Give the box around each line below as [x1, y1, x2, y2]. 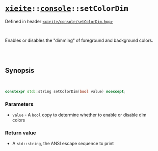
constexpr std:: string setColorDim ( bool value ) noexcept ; [5, 89, 126, 94]
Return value [5, 129, 36, 136]
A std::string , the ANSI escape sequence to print [12, 141, 114, 147]
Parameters [5, 100, 33, 107]
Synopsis [5, 66, 34, 75]
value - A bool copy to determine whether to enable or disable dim [12, 112, 147, 118]
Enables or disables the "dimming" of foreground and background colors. [5, 37, 154, 43]
